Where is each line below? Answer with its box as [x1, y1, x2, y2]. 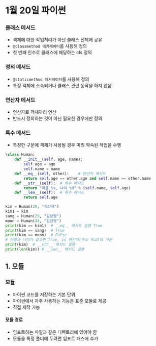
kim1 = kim [5, 209, 28, 214]
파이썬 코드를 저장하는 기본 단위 [12, 291, 75, 298]
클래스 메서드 [5, 24, 36, 31]
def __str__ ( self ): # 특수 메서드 [14, 181, 85, 186]
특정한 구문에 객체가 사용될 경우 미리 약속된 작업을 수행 [12, 142, 121, 148]
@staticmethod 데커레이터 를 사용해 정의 [12, 76, 89, 82]
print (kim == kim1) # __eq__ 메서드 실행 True [5, 223, 103, 228]
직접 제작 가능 [12, 304, 40, 310]
